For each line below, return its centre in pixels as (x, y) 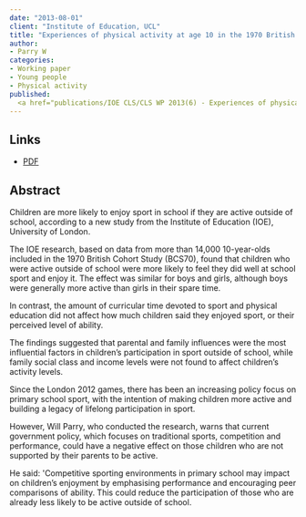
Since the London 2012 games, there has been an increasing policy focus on (153, 389)
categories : (32, 60)
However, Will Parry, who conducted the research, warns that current (139, 426)
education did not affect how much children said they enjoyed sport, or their (152, 315)
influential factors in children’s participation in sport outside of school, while (151, 352)
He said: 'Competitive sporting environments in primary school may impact (150, 473)
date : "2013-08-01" (46, 18)
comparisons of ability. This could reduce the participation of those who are (152, 492)
